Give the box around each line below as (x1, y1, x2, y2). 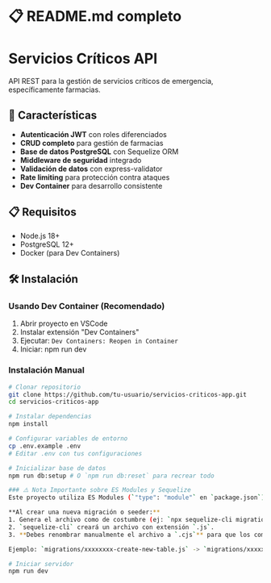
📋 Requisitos (8, 206, 77, 219)
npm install (8, 420, 48, 428)
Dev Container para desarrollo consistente (19, 181, 163, 190)
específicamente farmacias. (8, 85, 101, 94)
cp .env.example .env (8, 442, 81, 450)
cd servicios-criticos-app (8, 398, 99, 406)
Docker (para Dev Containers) (19, 248, 120, 257)
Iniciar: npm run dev (19, 344, 87, 354)
